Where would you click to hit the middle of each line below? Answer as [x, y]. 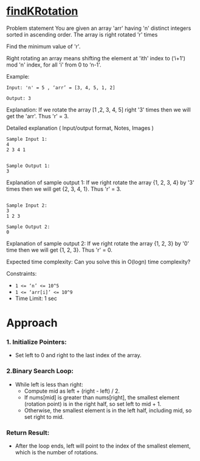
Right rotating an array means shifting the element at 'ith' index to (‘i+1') [96, 58]
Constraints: [22, 273]
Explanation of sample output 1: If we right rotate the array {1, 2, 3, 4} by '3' [100, 182]
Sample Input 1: [27, 139]
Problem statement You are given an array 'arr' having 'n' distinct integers [99, 28]
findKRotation [42, 11]
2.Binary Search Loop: [40, 371]
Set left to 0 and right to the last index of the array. [78, 356]
